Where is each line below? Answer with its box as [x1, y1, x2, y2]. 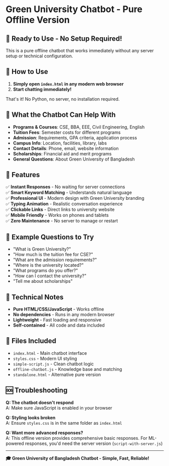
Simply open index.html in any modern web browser [13, 81, 124, 87]
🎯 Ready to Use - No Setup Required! [6, 34, 122, 43]
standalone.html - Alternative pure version [13, 371, 101, 377]
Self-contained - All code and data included [13, 322, 105, 328]
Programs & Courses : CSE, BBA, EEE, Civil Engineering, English [13, 124, 145, 130]
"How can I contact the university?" [13, 273, 87, 279]
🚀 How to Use [6, 67, 48, 76]
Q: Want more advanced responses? [6, 429, 83, 436]
